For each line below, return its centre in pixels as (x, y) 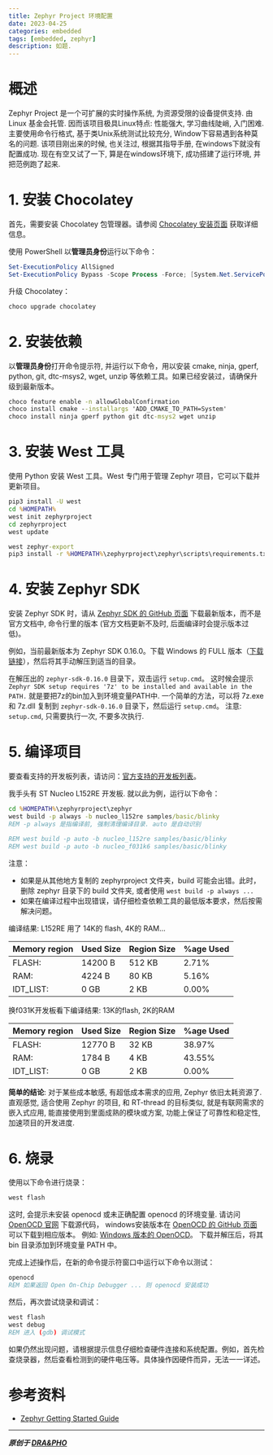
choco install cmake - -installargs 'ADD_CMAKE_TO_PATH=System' (118, 409)
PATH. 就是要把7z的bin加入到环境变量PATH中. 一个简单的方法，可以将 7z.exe (136, 696)
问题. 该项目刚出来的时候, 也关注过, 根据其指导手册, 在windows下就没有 (142, 144)
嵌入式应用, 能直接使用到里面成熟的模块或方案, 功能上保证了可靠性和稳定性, (134, 1112)
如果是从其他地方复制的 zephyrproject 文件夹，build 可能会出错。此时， (140, 880)
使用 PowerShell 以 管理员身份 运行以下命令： (82, 252)
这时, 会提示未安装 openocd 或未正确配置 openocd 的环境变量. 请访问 (125, 1215)
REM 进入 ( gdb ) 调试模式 (47, 1332)
